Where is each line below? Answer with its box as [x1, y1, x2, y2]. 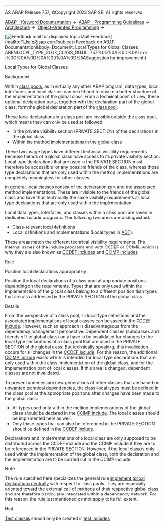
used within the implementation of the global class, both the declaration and [5, 451, 159, 457]
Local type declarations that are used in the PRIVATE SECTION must [5, 159, 143, 165]
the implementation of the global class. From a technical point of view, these [5, 94, 160, 99]
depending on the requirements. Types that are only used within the [5, 283, 142, 289]
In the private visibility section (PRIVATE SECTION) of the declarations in [12, 128, 159, 134]
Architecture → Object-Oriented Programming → [5, 24, 105, 30]
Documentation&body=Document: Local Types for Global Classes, [5, 44, 139, 50]
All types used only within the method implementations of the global [12, 405, 150, 411]
